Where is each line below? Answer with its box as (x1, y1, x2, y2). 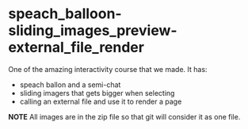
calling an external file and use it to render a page (19, 97, 182, 106)
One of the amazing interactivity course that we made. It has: (8, 64, 208, 74)
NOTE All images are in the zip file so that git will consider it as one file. (8, 112, 241, 121)
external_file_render (8, 39, 145, 56)
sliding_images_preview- (8, 21, 177, 40)
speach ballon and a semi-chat (19, 80, 121, 89)
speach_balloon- (8, 5, 122, 23)
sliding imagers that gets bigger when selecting (19, 88, 175, 97)
